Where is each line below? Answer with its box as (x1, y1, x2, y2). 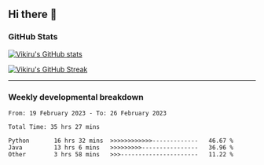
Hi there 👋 (8, 8, 57, 21)
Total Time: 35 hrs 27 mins (8, 123, 101, 130)
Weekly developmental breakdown (8, 91, 144, 102)
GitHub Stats (8, 31, 58, 42)
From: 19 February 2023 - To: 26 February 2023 (8, 109, 167, 117)
